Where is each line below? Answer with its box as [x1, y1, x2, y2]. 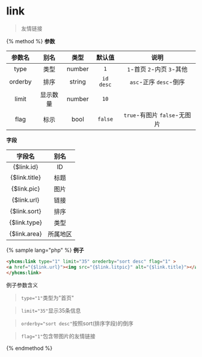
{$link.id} [13, 162, 38, 171]
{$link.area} [9, 230, 42, 238]
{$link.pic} [11, 185, 40, 193]
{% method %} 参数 [6, 37, 55, 44]
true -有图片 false [123, 111, 176, 119]
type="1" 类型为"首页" [20, 294, 75, 301]
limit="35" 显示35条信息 [20, 307, 81, 314]
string [69, 77, 86, 85]
